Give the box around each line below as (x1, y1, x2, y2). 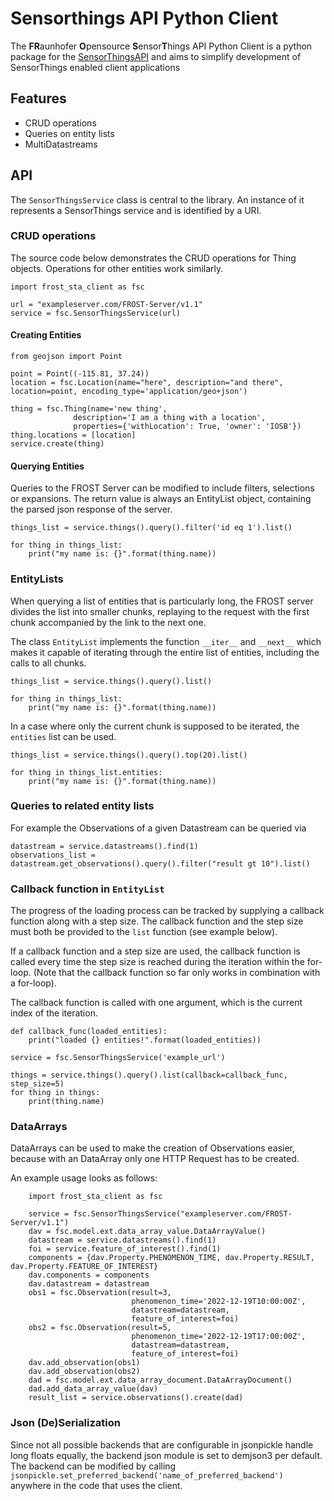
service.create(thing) (10, 439, 105, 449)
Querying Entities (10, 460, 85, 472)
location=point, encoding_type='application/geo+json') (10, 387, 248, 397)
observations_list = (10, 850, 97, 860)
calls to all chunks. (10, 657, 87, 669)
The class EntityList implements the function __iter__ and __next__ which (10, 635, 322, 647)
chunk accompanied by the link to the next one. (10, 616, 207, 628)
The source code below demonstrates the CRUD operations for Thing (10, 252, 297, 264)
